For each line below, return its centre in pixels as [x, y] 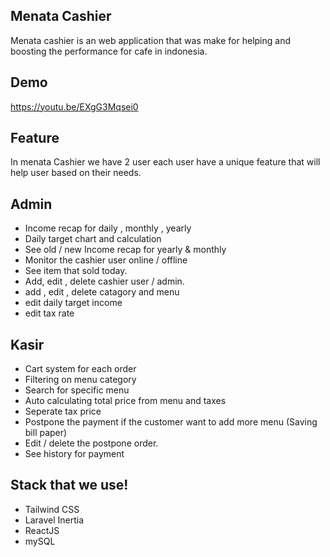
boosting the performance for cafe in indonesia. [109, 51]
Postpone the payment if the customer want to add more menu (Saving [171, 422]
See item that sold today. [76, 271]
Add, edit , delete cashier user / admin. [104, 281]
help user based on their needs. [76, 173]
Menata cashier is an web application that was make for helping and [150, 40]
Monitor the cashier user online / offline [106, 260]
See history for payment [74, 454]
